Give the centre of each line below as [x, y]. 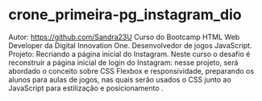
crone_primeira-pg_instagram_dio [125, 15]
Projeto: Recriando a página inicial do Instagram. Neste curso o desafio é [129, 54]
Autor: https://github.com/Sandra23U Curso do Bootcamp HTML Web [124, 37]
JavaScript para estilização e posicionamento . [86, 88]
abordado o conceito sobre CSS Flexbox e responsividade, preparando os [131, 71]
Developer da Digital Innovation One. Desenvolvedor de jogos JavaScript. [130, 45]
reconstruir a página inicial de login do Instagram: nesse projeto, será [123, 63]
